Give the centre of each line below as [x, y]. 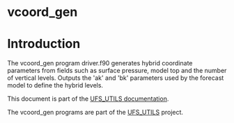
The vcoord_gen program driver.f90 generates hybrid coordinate [100, 63]
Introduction [44, 44]
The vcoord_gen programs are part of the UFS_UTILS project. [95, 113]
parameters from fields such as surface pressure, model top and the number [117, 71]
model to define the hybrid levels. [55, 85]
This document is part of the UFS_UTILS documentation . [88, 99]
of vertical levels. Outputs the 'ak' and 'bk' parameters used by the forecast [116, 78]
